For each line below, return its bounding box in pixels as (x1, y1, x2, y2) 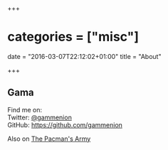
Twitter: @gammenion (7, 113, 73, 122)
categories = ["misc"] (7, 29, 140, 45)
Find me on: (7, 105, 43, 114)
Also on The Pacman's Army (7, 134, 91, 143)
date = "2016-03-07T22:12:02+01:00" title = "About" (7, 52, 162, 60)
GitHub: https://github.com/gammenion (7, 120, 123, 129)
